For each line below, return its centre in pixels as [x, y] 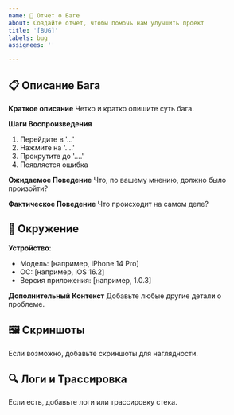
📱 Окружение [44, 229]
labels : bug [28, 38]
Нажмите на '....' [47, 147]
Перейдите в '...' [47, 139]
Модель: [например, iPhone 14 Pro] [79, 263]
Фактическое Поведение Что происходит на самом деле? [109, 204]
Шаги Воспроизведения [50, 123]
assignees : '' [32, 45]
